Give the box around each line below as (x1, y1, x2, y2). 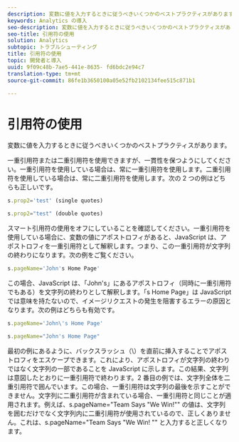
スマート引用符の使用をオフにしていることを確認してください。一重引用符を (7, 224, 231, 233)
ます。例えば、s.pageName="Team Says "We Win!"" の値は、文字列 (26, 400, 226, 408)
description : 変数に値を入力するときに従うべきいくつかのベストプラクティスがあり (7, 10, 223, 18)
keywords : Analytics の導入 (7, 17, 87, 24)
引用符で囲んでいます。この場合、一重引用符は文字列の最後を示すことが (13, 382, 225, 391)
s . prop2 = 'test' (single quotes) (7, 197, 103, 204)
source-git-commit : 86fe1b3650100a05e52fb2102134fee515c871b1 (7, 76, 196, 84)
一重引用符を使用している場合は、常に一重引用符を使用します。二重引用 (19, 165, 231, 174)
